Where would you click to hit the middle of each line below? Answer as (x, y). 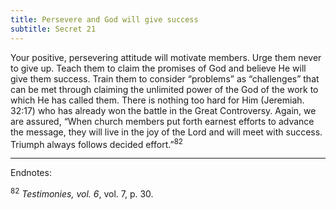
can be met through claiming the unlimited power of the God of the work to (164, 89)
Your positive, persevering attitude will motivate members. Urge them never (166, 57)
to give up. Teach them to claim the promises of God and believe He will (158, 68)
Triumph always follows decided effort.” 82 (96, 143)
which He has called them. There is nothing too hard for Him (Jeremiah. (157, 100)
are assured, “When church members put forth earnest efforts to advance (162, 121)
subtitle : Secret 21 (53, 29)
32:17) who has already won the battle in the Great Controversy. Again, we (163, 110)
